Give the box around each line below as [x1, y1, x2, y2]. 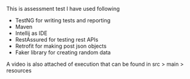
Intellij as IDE [15, 30, 47, 37]
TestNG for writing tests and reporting [15, 17, 111, 24]
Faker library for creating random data [15, 49, 111, 56]
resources [6, 67, 32, 74]
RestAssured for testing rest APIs [15, 36, 99, 43]
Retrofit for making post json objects [15, 42, 107, 49]
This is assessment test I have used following [6, 5, 120, 12]
